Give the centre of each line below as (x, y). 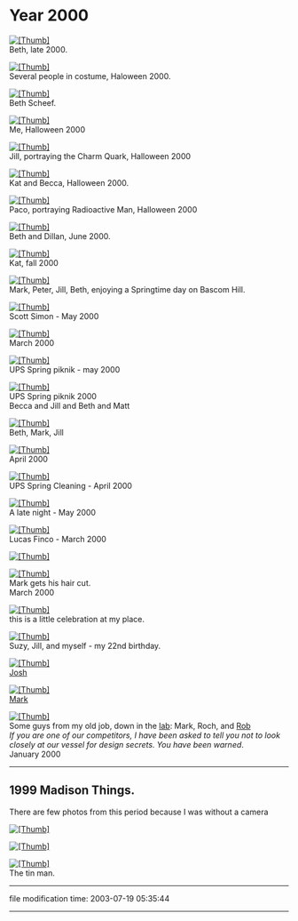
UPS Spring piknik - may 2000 (65, 369)
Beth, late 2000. (39, 49)
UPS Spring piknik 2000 (53, 396)
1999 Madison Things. (72, 791)
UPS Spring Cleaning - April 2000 (71, 485)
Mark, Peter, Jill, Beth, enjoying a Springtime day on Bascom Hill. (127, 289)
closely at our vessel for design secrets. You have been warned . (126, 744)
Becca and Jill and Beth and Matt (70, 405)
